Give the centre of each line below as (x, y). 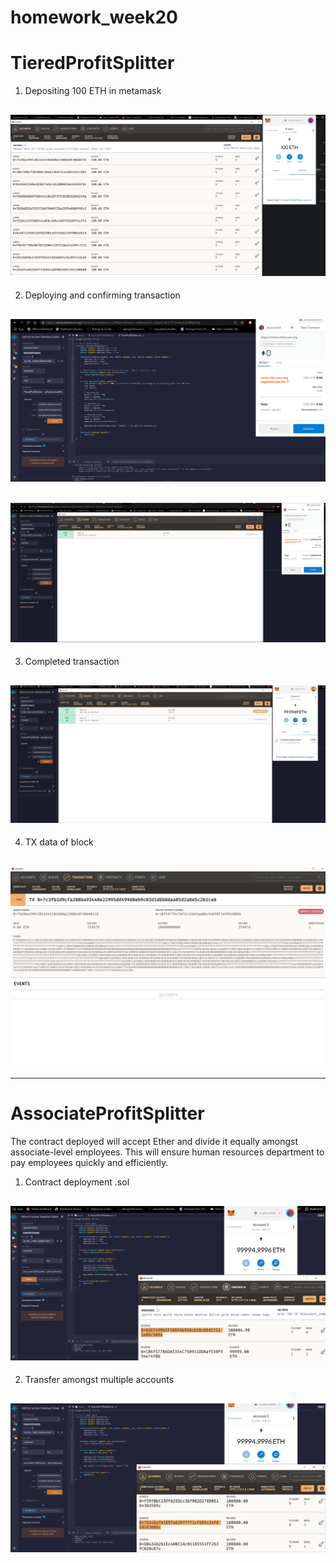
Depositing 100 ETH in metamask (93, 91)
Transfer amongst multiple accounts (99, 1380)
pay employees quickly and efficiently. (89, 1163)
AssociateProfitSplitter (107, 1113)
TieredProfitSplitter (92, 63)
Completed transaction (72, 662)
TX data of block (59, 842)
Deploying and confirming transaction (102, 295)
